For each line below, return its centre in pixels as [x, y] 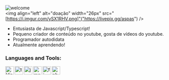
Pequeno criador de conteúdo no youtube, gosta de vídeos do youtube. [88, 34]
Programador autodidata [39, 39]
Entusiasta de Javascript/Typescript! [51, 29]
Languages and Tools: [33, 58]
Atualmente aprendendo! [39, 45]
